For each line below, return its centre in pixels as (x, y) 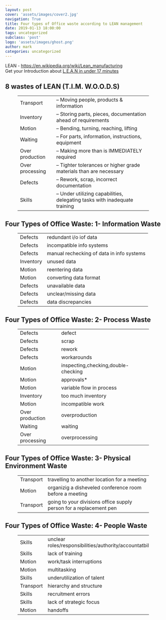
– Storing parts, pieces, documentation (101, 114)
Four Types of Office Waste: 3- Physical (68, 458)
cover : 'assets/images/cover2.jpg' (42, 14)
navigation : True (23, 19)
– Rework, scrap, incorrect (87, 180)
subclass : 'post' (23, 38)
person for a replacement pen (82, 508)
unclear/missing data (71, 294)
